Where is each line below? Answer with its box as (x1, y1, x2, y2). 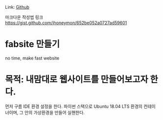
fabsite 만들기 (5, 39, 60, 50)
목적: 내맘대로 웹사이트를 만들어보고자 (5, 74, 148, 85)
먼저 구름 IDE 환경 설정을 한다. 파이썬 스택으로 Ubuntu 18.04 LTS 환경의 (5, 103, 143, 109)
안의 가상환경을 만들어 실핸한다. (24, 109, 85, 115)
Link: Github (5, 4, 29, 10)
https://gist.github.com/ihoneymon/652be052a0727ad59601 (5, 20, 127, 26)
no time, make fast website (5, 55, 60, 61)
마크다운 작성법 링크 (5, 14, 43, 20)
